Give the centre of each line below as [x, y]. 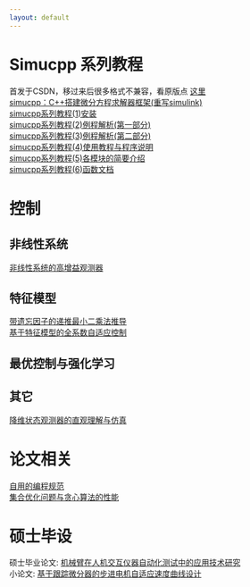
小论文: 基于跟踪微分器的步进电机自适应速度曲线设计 [105, 574]
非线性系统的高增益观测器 [56, 267]
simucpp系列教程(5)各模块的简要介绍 [77, 158]
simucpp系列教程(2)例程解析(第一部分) [80, 124]
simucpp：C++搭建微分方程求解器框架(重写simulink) [106, 102]
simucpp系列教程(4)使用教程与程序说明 [81, 147]
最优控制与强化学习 [62, 363]
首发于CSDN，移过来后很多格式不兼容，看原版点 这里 [108, 91]
